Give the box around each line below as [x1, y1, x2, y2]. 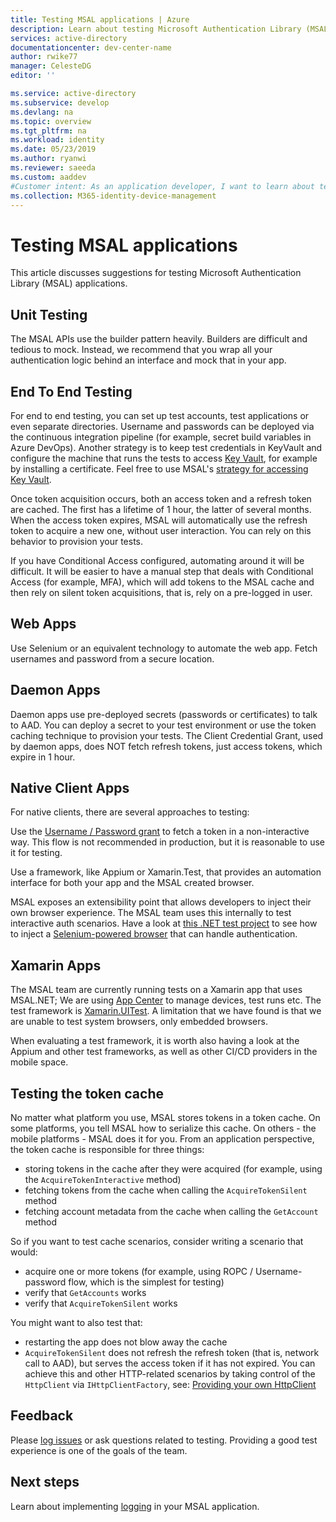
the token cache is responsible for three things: [10, 1144, 205, 1155]
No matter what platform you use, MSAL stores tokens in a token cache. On [10, 1112, 321, 1123]
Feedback [10, 1407, 74, 1425]
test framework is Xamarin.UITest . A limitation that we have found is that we [10, 1005, 322, 1017]
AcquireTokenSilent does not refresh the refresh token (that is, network [24, 1347, 320, 1358]
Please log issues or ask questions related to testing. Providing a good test [10, 1434, 318, 1446]
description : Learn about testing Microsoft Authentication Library [10, 24, 302, 34]
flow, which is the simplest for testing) [68, 1276, 225, 1288]
